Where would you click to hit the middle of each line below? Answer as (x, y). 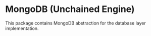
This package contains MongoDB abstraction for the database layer (76, 23)
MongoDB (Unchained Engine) (70, 9)
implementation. (22, 28)
